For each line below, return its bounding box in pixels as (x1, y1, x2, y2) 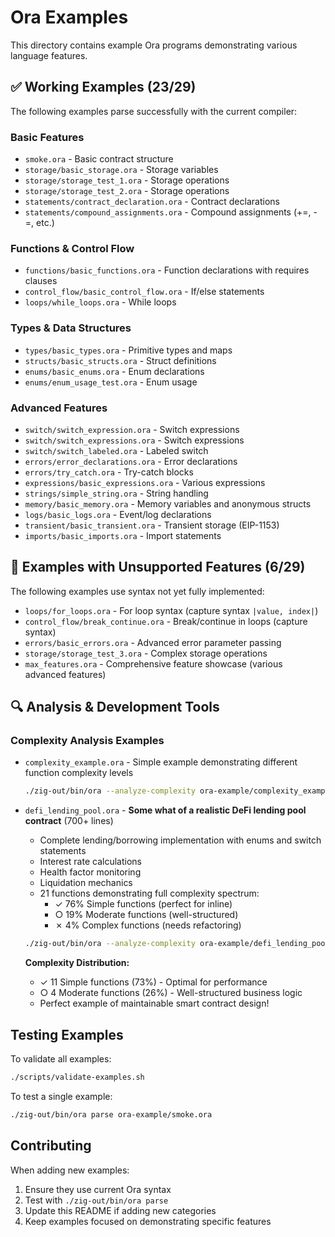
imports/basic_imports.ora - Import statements (24, 529, 222, 541)
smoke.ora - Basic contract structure (24, 153, 174, 165)
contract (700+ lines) (24, 815, 114, 827)
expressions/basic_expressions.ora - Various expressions (24, 476, 266, 488)
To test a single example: (10, 1090, 113, 1102)
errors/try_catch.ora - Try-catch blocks (24, 466, 194, 478)
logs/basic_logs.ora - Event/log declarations (24, 508, 212, 520)
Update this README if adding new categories (24, 1204, 217, 1216)
